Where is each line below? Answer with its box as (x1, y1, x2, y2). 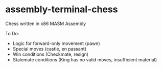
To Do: (5, 30, 19, 36)
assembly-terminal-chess (5, 4, 118, 15)
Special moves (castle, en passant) (12, 46, 87, 52)
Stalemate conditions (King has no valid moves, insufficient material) (12, 56, 157, 62)
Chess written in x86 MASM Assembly (5, 20, 86, 27)
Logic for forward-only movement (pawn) (12, 40, 101, 47)
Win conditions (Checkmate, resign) (12, 51, 88, 57)
